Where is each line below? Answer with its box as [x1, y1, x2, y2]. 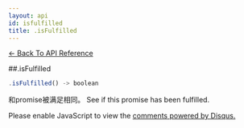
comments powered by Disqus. [132, 111, 236, 121]
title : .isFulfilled [8, 26, 78, 34]
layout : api [8, 11, 48, 20]
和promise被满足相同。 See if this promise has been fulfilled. [8, 95, 210, 105]
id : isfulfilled [8, 19, 63, 27]
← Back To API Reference [8, 49, 94, 58]
